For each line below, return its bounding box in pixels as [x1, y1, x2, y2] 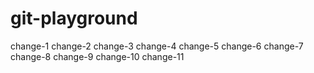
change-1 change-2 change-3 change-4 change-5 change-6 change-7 [10, 40, 304, 52]
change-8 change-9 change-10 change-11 [10, 50, 185, 62]
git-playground [10, 7, 138, 30]
